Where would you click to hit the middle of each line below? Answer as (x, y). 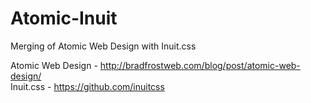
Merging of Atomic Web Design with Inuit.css (103, 46)
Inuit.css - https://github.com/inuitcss (87, 86)
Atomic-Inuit (64, 18)
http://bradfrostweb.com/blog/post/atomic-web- (200, 65)
